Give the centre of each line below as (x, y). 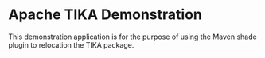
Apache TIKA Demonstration (105, 15)
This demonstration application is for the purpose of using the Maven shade (132, 37)
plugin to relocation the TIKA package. (71, 44)
